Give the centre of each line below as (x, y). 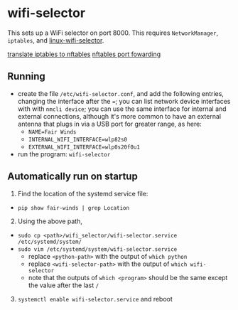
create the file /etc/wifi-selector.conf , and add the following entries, (120, 93)
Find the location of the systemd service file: (83, 193)
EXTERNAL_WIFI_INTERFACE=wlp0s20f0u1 (84, 147)
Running (27, 76)
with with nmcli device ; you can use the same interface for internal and (122, 109)
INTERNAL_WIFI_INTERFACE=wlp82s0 (78, 139)
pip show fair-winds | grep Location (74, 208)
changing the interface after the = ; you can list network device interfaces (124, 101)
